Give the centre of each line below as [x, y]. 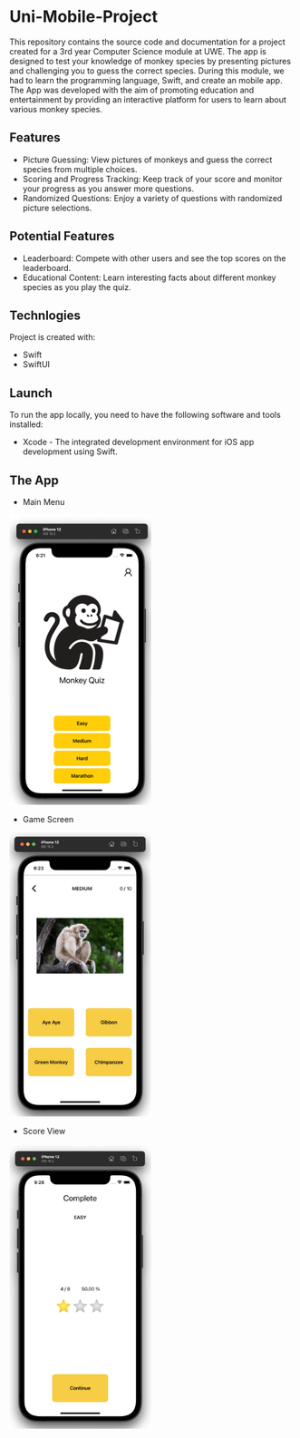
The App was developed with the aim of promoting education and [132, 90]
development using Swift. [70, 452]
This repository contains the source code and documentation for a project [147, 42]
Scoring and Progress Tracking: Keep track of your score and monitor [152, 179]
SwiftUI [36, 364]
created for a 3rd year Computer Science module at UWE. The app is [138, 51]
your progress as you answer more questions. [108, 189]
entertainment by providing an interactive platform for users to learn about [148, 99]
